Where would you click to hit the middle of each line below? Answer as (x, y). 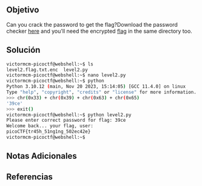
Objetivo (23, 10)
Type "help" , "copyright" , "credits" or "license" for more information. (102, 92)
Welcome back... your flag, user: (50, 126)
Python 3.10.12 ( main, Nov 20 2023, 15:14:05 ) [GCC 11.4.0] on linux (96, 87)
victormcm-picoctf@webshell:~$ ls (50, 64)
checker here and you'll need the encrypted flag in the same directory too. (99, 31)
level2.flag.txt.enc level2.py (47, 70)
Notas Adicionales (42, 156)
